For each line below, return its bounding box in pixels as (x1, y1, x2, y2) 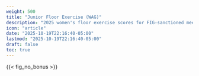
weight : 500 (6, 8, 36, 15)
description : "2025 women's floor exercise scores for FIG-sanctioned (6, 19, 184, 25)
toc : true (6, 47, 31, 53)
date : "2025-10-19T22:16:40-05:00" (6, 31, 94, 37)
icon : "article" (6, 25, 46, 31)
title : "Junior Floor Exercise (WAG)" (6, 14, 102, 20)
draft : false (6, 42, 38, 48)
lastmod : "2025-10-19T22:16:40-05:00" (6, 36, 102, 42)
